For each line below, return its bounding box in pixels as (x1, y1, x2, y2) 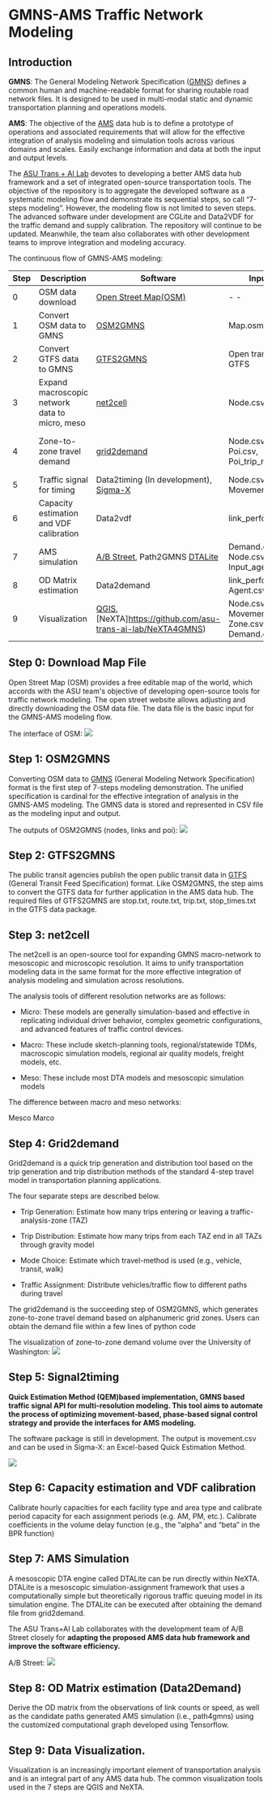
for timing (38, 485, 75, 495)
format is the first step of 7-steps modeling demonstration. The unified (8, 782, 244, 792)
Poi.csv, (227, 446, 259, 456)
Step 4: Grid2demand (8, 1137, 120, 1150)
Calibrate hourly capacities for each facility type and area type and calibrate (8, 1502, 262, 1512)
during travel (19, 1288, 63, 1298)
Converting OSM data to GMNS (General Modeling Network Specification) (8, 774, 255, 783)
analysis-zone (19, 1215, 68, 1225)
